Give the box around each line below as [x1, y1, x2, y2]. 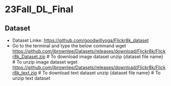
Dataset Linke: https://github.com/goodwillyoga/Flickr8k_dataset [12, 37, 149, 43]
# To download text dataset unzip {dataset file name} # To [38, 70, 161, 76]
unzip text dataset [12, 75, 51, 81]
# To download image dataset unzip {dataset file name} [46, 53, 164, 60]
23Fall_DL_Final [5, 4, 74, 15]
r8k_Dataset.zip [12, 53, 46, 60]
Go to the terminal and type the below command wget [12, 43, 126, 49]
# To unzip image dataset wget [12, 59, 78, 65]
